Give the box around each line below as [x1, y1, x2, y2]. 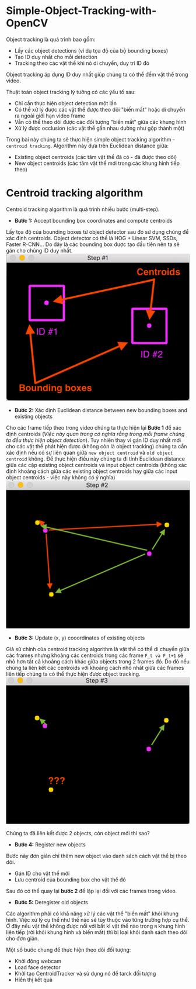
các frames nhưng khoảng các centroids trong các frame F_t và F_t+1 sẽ [6, 652, 184, 659]
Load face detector [14, 964, 61, 971]
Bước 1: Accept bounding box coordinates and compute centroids [14, 217, 173, 224]
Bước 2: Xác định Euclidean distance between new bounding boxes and [14, 406, 188, 413]
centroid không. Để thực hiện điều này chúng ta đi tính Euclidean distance [6, 455, 185, 462]
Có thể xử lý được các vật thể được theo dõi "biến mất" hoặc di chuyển [14, 106, 185, 113]
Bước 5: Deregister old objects [14, 899, 89, 906]
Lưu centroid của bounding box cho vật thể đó [14, 876, 127, 883]
